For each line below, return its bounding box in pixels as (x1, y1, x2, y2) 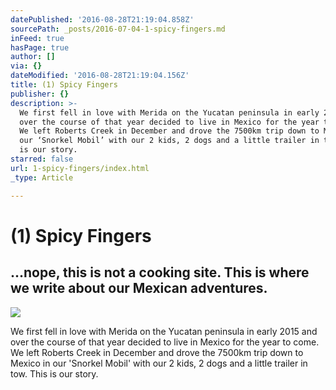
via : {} (10, 61, 43, 71)
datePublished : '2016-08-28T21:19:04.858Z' (10, 14, 195, 25)
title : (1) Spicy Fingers (10, 80, 118, 90)
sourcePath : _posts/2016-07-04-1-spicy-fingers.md (10, 24, 226, 34)
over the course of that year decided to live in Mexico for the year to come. (10, 336, 320, 348)
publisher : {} (10, 89, 70, 99)
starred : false (10, 154, 74, 164)
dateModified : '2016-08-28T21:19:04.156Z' (10, 71, 190, 81)
